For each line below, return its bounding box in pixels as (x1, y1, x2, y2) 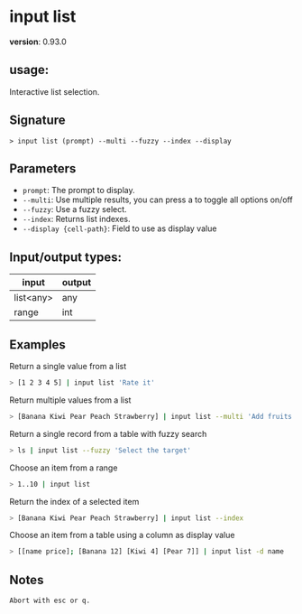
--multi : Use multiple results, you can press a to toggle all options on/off (22, 194, 293, 205)
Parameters (9, 161, 77, 176)
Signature (9, 113, 66, 128)
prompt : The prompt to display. (22, 185, 135, 196)
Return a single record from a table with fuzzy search (9, 428, 207, 439)
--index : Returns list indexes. (22, 214, 131, 225)
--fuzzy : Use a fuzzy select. (22, 204, 128, 215)
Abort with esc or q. (9, 596, 91, 606)
